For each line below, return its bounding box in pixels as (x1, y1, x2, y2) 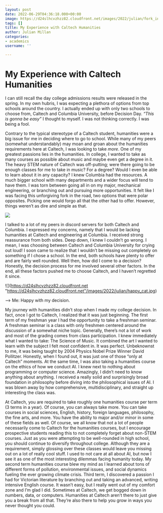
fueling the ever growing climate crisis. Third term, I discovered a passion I (5, 471, 154, 477)
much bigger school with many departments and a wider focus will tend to (5, 177, 154, 183)
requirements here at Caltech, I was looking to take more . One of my (5, 146, 142, 152)
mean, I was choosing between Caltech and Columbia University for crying (5, 242, 155, 248)
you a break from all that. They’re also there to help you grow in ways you (5, 497, 152, 503)
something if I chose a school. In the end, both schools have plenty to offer (5, 252, 155, 258)
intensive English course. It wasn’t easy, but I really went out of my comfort (5, 482, 155, 488)
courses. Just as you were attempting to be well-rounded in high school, (5, 435, 150, 441)
